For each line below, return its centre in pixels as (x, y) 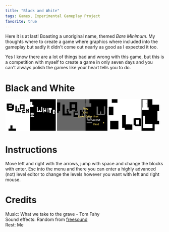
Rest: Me (14, 225)
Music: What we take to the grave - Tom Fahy (52, 214)
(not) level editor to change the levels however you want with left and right (82, 174)
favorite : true (21, 21)
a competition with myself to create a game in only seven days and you (79, 62)
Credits (21, 200)
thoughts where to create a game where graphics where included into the (81, 42)
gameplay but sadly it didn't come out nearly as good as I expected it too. (81, 47)
